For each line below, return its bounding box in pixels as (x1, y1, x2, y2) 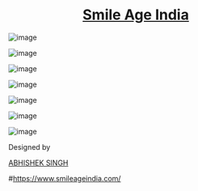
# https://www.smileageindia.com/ (8, 173, 121, 183)
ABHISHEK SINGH (8, 158, 69, 168)
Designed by (8, 142, 51, 151)
